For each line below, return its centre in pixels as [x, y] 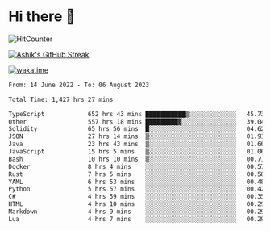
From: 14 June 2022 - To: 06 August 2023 [79, 85]
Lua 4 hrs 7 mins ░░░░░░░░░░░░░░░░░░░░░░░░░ [122, 219]
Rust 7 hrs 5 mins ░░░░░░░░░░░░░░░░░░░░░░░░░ [122, 174]
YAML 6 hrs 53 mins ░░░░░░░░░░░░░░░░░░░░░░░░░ [122, 182]
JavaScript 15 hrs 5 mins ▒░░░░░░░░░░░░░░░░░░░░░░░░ [122, 152]
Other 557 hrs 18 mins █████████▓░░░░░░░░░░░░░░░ [122, 122]
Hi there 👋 [42, 17]
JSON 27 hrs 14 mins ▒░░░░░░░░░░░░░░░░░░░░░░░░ [122, 136]
